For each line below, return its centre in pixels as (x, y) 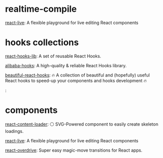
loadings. (14, 131)
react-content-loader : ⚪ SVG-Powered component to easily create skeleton (82, 124)
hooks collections (42, 42)
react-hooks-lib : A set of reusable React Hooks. (53, 56)
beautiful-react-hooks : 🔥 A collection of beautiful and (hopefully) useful (78, 75)
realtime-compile (41, 9)
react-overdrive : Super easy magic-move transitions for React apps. (74, 150)
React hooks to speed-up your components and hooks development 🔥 (76, 80)
